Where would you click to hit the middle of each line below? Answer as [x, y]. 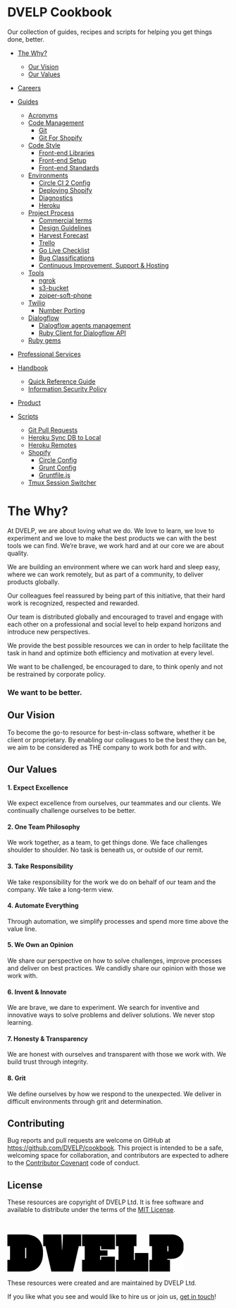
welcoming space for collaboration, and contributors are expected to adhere [118, 1155]
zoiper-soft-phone [65, 295]
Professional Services [49, 354]
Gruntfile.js [54, 475]
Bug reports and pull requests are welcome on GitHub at [89, 1141]
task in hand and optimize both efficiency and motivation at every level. [111, 653]
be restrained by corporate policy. [56, 674]
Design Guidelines [65, 227]
